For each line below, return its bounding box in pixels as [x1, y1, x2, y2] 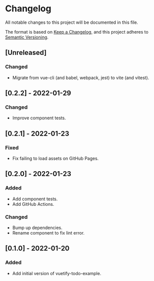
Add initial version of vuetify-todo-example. [12, 270, 102, 276]
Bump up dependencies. [12, 225, 63, 231]
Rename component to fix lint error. [12, 230, 85, 235]
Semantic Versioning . [5, 34, 49, 40]
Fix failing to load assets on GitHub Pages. [12, 155, 99, 161]
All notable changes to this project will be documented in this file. [5, 19, 139, 25]
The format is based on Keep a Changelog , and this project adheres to [5, 29, 149, 35]
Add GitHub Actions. [12, 201, 54, 207]
